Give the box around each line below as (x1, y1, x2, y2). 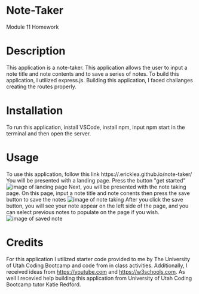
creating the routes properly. (6, 83, 76, 90)
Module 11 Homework (6, 23, 59, 30)
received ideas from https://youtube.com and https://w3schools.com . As (6, 268, 185, 275)
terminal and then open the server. (6, 129, 91, 137)
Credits (6, 236, 44, 249)
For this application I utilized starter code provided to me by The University (6, 255, 190, 262)
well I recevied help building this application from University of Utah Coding (6, 274, 192, 281)
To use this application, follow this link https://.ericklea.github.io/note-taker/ (6, 171, 192, 178)
